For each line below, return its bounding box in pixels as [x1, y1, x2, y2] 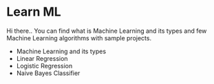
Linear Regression [16, 54, 68, 62]
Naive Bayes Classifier [16, 69, 81, 77]
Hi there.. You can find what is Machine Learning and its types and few [6, 27, 207, 35]
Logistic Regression [16, 61, 73, 70]
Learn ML [6, 4, 61, 20]
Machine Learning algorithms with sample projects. [6, 33, 152, 42]
